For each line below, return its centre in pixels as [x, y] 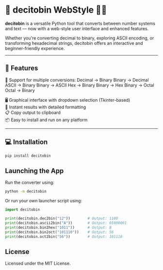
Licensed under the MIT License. [38, 263]
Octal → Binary [20, 90]
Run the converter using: [30, 182]
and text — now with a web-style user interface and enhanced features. [77, 28]
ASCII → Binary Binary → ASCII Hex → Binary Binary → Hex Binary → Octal [80, 85]
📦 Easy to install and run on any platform [46, 120]
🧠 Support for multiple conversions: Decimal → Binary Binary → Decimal [77, 80]
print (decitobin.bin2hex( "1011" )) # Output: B [58, 227]
